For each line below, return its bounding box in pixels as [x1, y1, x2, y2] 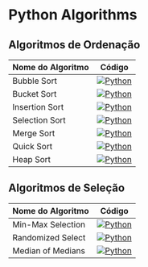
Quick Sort [12, 141, 53, 152]
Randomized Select [12, 232, 86, 243]
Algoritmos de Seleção [8, 181, 125, 195]
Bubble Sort [12, 75, 58, 86]
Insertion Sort [12, 102, 64, 112]
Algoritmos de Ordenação [8, 38, 141, 52]
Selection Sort [12, 115, 66, 126]
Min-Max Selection [12, 219, 86, 230]
